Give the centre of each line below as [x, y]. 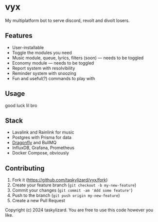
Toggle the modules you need [42, 52]
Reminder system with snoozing [44, 73]
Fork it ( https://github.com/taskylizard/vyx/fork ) [60, 180]
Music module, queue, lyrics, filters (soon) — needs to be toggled [78, 58]
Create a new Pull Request [39, 201]
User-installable [28, 47]
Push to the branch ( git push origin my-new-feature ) [66, 195]
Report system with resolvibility [44, 68]
